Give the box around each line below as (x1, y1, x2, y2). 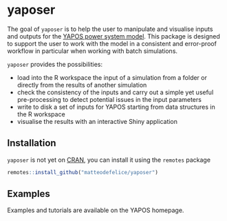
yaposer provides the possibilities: (7, 60, 103, 68)
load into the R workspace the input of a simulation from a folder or (17, 73, 208, 81)
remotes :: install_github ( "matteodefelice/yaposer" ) (7, 169, 158, 176)
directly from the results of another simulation (17, 81, 147, 89)
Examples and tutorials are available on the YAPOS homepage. (7, 206, 184, 215)
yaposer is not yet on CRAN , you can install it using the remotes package (7, 156, 211, 164)
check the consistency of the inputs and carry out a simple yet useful (17, 88, 214, 96)
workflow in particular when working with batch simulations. (7, 47, 177, 55)
